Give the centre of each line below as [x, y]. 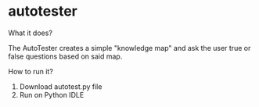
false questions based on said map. [65, 56]
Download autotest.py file [61, 86]
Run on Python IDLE [52, 95]
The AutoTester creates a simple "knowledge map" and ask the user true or [129, 48]
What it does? [31, 33]
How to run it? [31, 71]
